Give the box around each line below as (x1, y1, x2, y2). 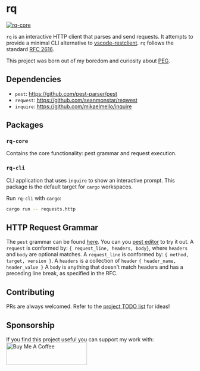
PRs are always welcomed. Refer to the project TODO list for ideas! (6, 303, 170, 310)
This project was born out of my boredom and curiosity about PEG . (6, 57, 171, 64)
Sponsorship (6, 320, 55, 330)
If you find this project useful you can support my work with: (6, 336, 154, 343)
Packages (6, 120, 43, 130)
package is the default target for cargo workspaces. (6, 183, 133, 190)
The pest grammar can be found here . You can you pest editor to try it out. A (6, 238, 194, 246)
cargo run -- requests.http (6, 206, 76, 212)
